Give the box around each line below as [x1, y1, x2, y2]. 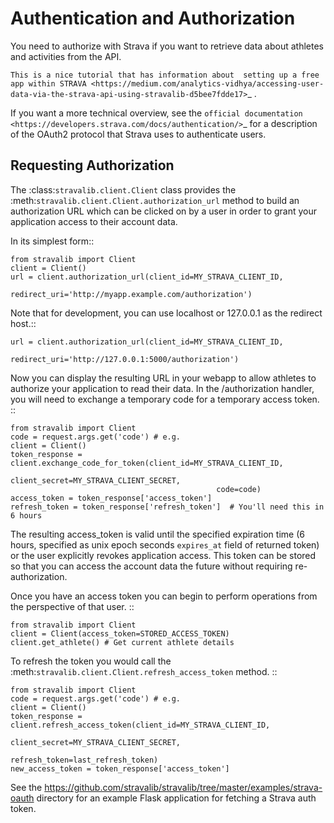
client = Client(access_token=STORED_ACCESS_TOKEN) [10, 628, 230, 639]
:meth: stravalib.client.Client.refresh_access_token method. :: [10, 665, 278, 677]
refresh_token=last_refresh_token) [10, 755, 159, 765]
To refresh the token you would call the [10, 655, 172, 667]
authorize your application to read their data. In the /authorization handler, [10, 382, 315, 394]
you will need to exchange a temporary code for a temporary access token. [10, 393, 320, 405]
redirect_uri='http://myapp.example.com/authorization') [10, 289, 253, 299]
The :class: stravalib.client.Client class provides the [10, 183, 237, 196]
